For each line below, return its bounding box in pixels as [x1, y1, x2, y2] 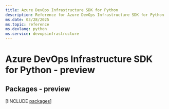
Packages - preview [5, 84, 70, 93]
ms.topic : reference [5, 21, 50, 27]
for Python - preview [5, 64, 95, 76]
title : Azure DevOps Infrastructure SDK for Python [5, 7, 118, 13]
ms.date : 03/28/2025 [5, 17, 50, 22]
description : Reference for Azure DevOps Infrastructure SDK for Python [5, 12, 164, 17]
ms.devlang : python [5, 27, 47, 32]
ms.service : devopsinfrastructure [5, 31, 80, 36]
